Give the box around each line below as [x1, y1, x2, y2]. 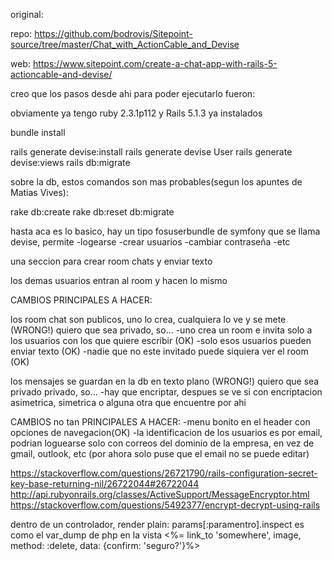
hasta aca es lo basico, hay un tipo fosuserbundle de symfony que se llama [10, 225, 321, 237]
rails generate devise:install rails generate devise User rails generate [10, 146, 293, 158]
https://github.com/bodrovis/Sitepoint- [34, 28, 193, 39]
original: [10, 9, 44, 20]
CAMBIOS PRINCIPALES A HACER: [10, 294, 153, 306]
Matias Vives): [10, 187, 70, 198]
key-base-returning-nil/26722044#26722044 [10, 478, 200, 489]
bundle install [10, 127, 66, 138]
